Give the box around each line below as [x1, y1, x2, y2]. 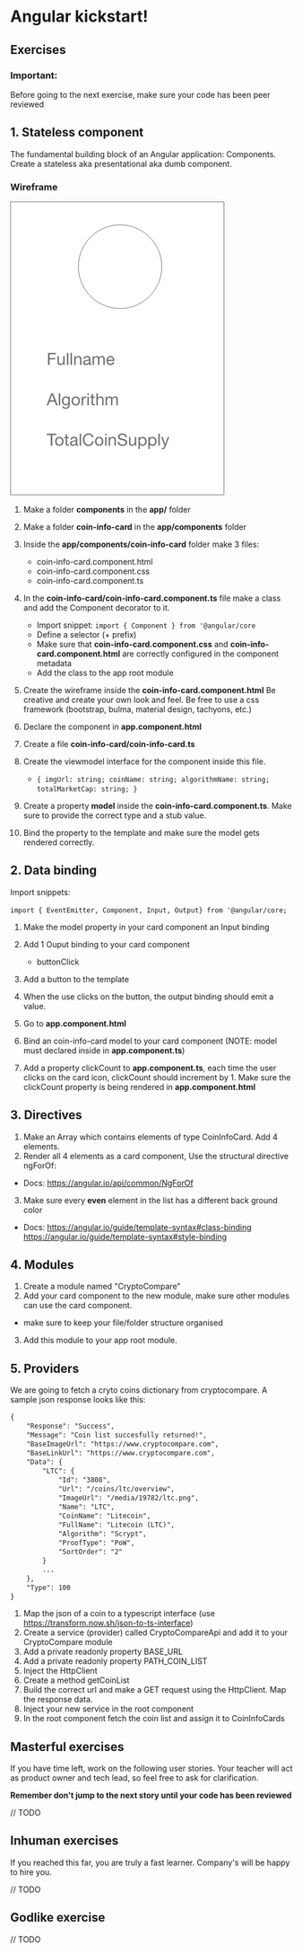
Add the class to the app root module [36, 667, 174, 678]
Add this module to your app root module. [22, 1335, 177, 1346]
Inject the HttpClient [22, 1666, 98, 1676]
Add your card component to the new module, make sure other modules [22, 1290, 290, 1301]
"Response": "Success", [26, 1421, 116, 1431]
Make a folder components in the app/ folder [22, 504, 191, 515]
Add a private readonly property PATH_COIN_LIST [22, 1656, 208, 1667]
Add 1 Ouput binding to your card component [22, 938, 191, 949]
